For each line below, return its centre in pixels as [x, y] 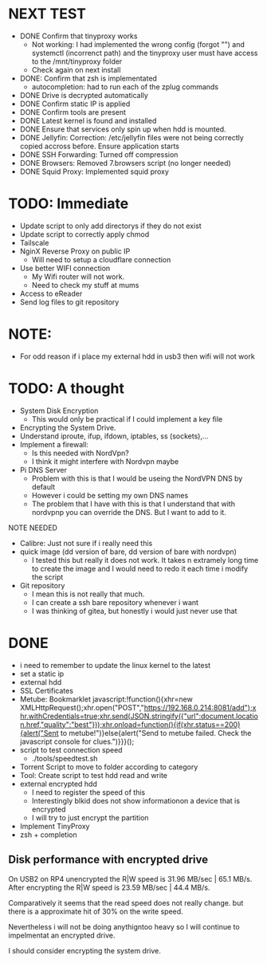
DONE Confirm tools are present [73, 112]
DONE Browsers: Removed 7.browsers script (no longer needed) [125, 163]
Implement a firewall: [54, 444]
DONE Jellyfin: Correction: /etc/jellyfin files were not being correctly [132, 137]
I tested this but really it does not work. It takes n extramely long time [145, 560]
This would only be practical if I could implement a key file [127, 419]
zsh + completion [48, 835]
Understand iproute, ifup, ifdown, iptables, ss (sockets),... [114, 436]
